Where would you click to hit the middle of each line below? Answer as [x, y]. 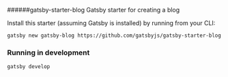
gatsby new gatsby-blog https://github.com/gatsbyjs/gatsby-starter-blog [114, 35]
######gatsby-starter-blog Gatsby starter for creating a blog [94, 10]
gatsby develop [29, 67]
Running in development [48, 52]
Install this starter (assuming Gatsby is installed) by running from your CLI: [111, 23]
